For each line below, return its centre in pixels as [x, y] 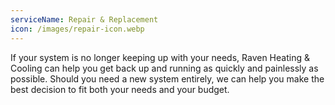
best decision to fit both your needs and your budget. [120, 89]
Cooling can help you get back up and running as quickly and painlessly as [164, 68]
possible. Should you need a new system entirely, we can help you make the [167, 78]
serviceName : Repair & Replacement [84, 19]
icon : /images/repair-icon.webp [77, 29]
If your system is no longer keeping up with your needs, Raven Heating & [160, 57]
